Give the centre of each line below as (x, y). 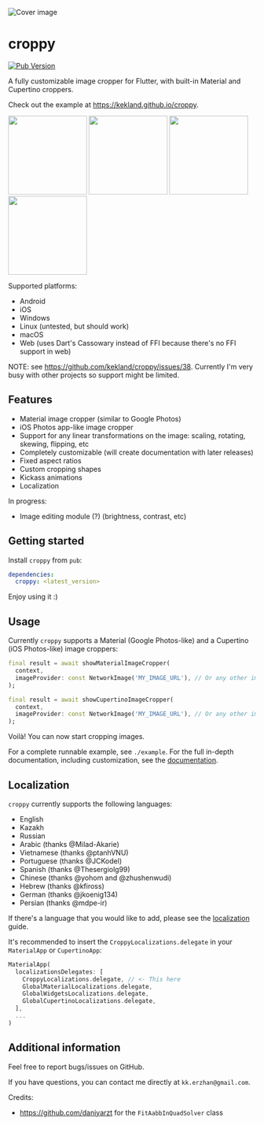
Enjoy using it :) (33, 597)
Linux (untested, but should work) (74, 326)
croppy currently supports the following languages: (90, 804)
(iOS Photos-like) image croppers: (63, 649)
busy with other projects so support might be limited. (93, 375)
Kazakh (32, 827)
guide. (18, 926)
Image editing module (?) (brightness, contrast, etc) (103, 516)
